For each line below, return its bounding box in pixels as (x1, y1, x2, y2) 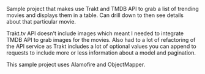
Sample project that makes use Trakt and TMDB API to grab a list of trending (6, 5, 199, 12)
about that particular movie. (6, 18, 76, 25)
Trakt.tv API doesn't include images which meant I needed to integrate (6, 30, 184, 37)
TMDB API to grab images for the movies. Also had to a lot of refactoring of (6, 36, 196, 43)
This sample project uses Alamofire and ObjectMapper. (6, 61, 146, 68)
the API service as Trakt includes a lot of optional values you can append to (6, 42, 197, 50)
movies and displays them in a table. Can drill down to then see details (6, 12, 184, 19)
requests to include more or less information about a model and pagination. (6, 49, 196, 56)
